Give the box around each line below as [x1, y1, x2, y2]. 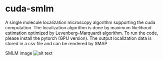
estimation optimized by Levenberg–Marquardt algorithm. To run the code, [5, 30, 158, 36]
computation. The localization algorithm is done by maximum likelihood [5, 24, 151, 30]
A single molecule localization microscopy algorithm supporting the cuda [5, 19, 155, 25]
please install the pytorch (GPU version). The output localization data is [5, 35, 152, 41]
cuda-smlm [5, 3, 54, 14]
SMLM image [5, 50, 32, 56]
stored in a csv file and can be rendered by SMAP [5, 40, 107, 46]
